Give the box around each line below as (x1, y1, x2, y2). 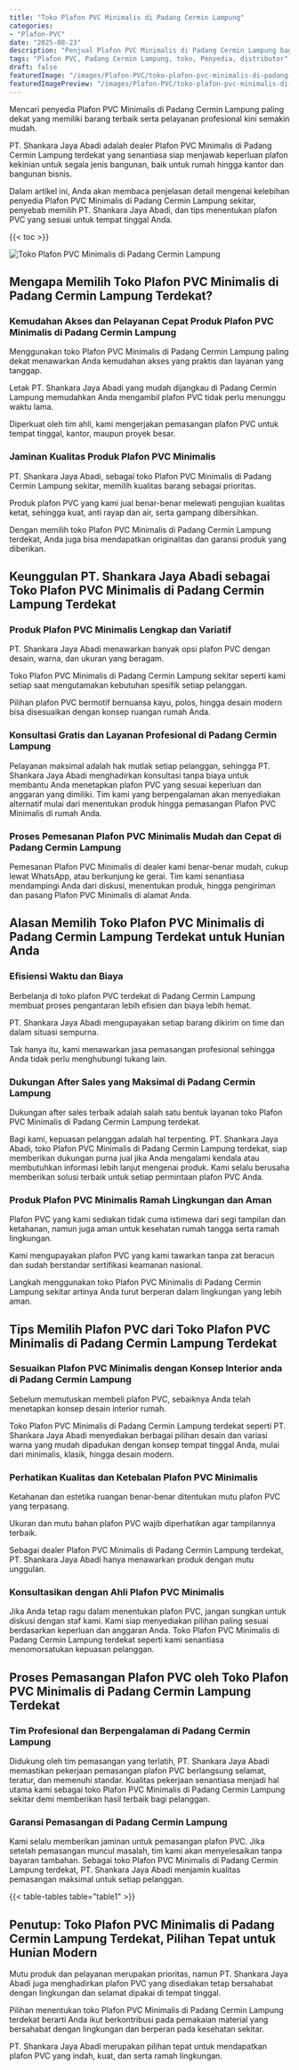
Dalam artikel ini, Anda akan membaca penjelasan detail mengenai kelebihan (9, 185, 290, 196)
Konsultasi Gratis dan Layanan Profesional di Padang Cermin (9, 729, 278, 741)
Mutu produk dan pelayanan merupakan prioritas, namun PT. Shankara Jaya (9, 1968, 289, 1979)
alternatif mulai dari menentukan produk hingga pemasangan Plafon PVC (9, 798, 277, 809)
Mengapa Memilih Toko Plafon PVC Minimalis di (9, 274, 279, 290)
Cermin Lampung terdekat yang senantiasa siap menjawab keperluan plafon (9, 149, 288, 160)
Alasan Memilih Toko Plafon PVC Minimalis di (9, 915, 265, 931)
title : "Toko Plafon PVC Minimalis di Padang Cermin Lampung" (9, 12, 245, 22)
